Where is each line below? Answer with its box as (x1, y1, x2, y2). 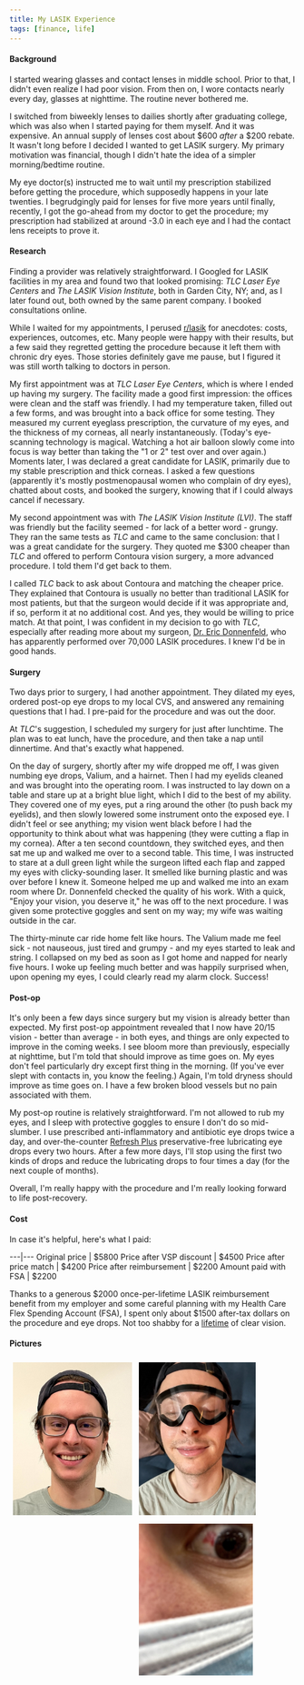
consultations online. (9, 305, 88, 316)
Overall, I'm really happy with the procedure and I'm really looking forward (9, 1183, 288, 1194)
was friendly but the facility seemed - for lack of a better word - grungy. (9, 521, 279, 532)
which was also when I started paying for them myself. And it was (9, 120, 255, 131)
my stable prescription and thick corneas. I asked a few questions (9, 465, 256, 476)
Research (9, 246, 47, 256)
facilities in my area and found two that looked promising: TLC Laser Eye (9, 276, 280, 286)
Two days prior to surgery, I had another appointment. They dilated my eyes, (9, 687, 296, 697)
